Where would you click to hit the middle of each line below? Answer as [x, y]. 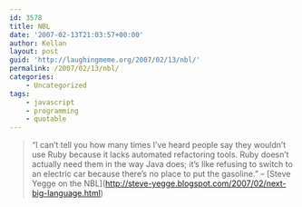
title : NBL [30, 26]
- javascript [50, 102]
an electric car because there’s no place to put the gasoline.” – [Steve [161, 174]
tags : [19, 94]
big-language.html [66, 193]
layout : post [34, 52]
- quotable [46, 119]
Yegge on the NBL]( [68, 183]
